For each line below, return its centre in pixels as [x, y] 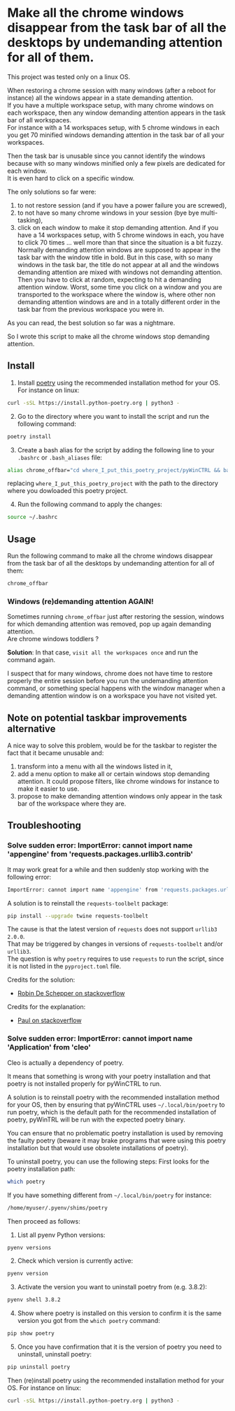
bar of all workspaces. [40, 120]
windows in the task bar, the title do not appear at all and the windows [118, 264]
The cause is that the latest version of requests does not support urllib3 [112, 929]
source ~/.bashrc [33, 517]
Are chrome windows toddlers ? [53, 639]
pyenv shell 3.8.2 [34, 1300]
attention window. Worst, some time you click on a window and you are [120, 287]
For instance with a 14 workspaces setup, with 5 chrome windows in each [114, 127]
